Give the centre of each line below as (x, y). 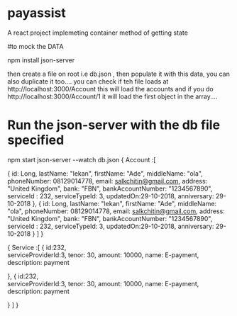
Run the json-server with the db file (114, 125)
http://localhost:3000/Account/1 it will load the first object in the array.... (112, 96)
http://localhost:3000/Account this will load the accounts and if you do (111, 89)
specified (36, 140)
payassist (37, 13)
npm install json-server (41, 60)
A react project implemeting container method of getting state (98, 33)
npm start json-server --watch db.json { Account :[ (82, 159)
